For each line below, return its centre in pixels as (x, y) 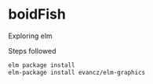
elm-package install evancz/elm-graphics (77, 72)
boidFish (37, 14)
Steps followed (32, 51)
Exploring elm (30, 36)
